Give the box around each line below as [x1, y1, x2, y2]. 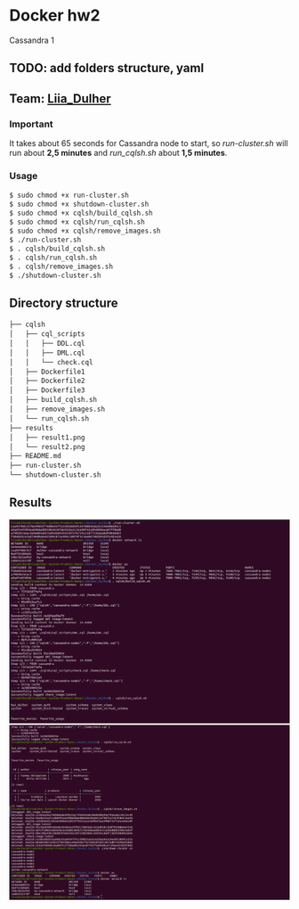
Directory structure [9, 295, 118, 310]
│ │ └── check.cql [9, 357, 93, 366]
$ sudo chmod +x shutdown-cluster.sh [9, 200, 149, 209]
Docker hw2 [9, 5, 101, 26]
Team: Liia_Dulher [9, 91, 111, 106]
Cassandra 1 [9, 35, 55, 45]
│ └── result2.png [9, 442, 86, 451]
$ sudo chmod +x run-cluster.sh [9, 191, 129, 201]
